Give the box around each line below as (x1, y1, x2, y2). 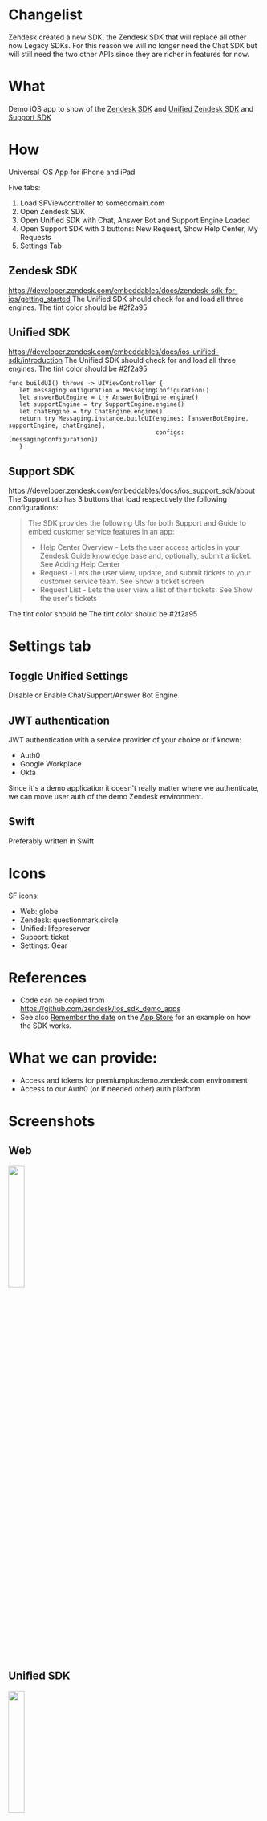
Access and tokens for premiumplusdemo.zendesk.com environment (19, 1075, 249, 1085)
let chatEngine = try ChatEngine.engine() (18, 408, 163, 416)
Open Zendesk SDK (19, 206, 86, 216)
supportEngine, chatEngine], (8, 421, 106, 430)
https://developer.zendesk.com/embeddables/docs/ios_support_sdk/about (8, 486, 255, 495)
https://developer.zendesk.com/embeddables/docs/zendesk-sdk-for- (8, 285, 238, 295)
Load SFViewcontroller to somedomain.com (19, 198, 165, 208)
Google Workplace (19, 759, 82, 769)
